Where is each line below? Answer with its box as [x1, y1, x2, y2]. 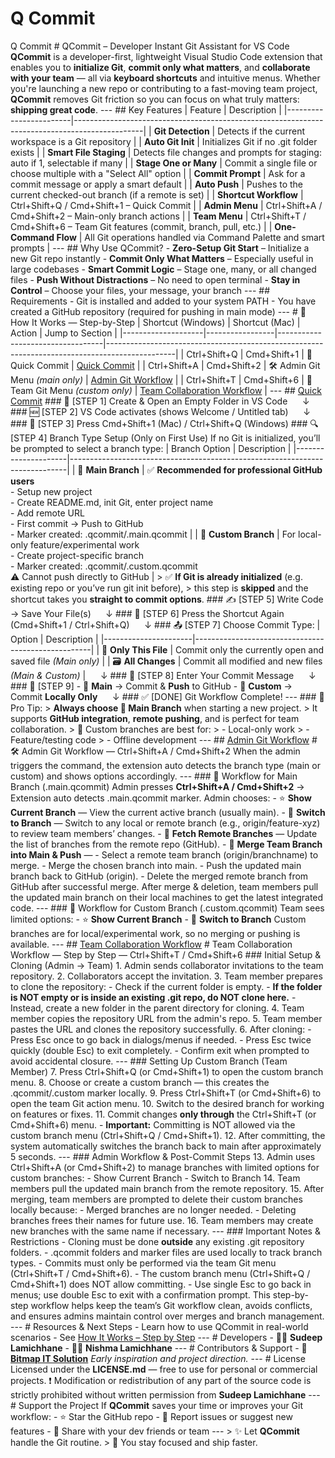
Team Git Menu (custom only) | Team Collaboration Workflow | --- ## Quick [10, 384, 322, 396]
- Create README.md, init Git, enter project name [10, 496, 214, 508]
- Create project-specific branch [10, 549, 144, 561]
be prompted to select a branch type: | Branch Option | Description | [10, 442, 292, 454]
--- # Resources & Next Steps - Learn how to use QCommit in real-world [10, 1320, 309, 1332]
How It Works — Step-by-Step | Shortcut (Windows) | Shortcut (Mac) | [10, 316, 301, 328]
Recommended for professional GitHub [156, 463, 323, 476]
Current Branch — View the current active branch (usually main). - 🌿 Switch [10, 806, 326, 818]
